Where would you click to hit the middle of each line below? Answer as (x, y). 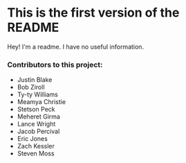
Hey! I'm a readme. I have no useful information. (75, 46)
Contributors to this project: (55, 65)
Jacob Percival (38, 131)
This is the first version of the (93, 13)
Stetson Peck (36, 110)
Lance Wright (36, 124)
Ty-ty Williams (38, 94)
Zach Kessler (36, 146)
